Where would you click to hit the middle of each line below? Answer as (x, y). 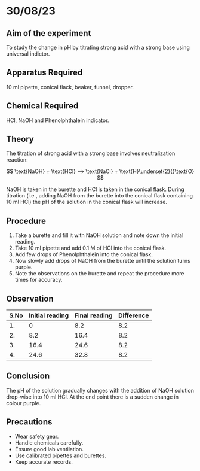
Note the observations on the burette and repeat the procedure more (99, 274)
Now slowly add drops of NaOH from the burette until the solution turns (103, 261)
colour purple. (24, 403)
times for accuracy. (39, 280)
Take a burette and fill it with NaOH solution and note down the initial (99, 235)
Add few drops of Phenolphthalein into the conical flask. (84, 254)
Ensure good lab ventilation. (49, 449)
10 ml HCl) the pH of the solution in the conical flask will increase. (87, 202)
